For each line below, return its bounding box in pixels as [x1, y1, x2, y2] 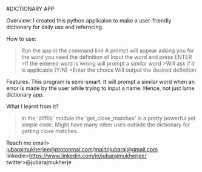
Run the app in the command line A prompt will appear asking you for [21, 47, 195, 54]
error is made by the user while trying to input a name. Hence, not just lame [6, 84, 195, 92]
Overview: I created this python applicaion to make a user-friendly [6, 17, 172, 24]
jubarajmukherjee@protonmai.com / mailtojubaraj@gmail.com [6, 146, 158, 153]
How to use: [6, 35, 36, 42]
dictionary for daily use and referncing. [6, 24, 104, 30]
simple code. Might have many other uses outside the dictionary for [21, 121, 190, 128]
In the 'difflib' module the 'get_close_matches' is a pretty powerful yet [21, 115, 196, 122]
